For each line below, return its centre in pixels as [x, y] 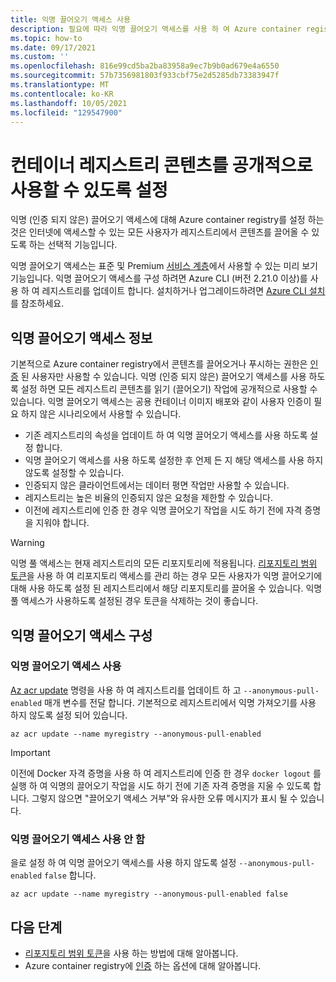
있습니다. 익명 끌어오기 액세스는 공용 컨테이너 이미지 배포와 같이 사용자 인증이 [161, 402]
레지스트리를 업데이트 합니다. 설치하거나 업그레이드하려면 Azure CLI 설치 [183, 291]
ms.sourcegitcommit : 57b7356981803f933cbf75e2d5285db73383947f [145, 76]
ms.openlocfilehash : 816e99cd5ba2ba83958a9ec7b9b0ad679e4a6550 [145, 66]
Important [30, 752]
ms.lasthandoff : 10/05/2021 [69, 103]
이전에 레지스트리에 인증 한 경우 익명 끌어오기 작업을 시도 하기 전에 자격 [163, 510]
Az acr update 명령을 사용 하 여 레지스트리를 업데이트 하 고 [126, 690]
